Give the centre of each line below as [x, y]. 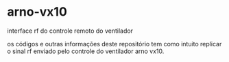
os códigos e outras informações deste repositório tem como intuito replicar [114, 44]
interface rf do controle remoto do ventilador [70, 31]
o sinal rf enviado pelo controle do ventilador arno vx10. [86, 51]
